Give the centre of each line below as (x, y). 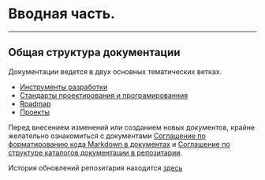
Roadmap (35, 103)
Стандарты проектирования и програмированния (104, 95)
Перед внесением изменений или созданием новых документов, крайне (131, 127)
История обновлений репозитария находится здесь (95, 167)
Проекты (34, 112)
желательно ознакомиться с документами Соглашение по (107, 136)
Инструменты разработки (63, 87)
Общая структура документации (94, 52)
